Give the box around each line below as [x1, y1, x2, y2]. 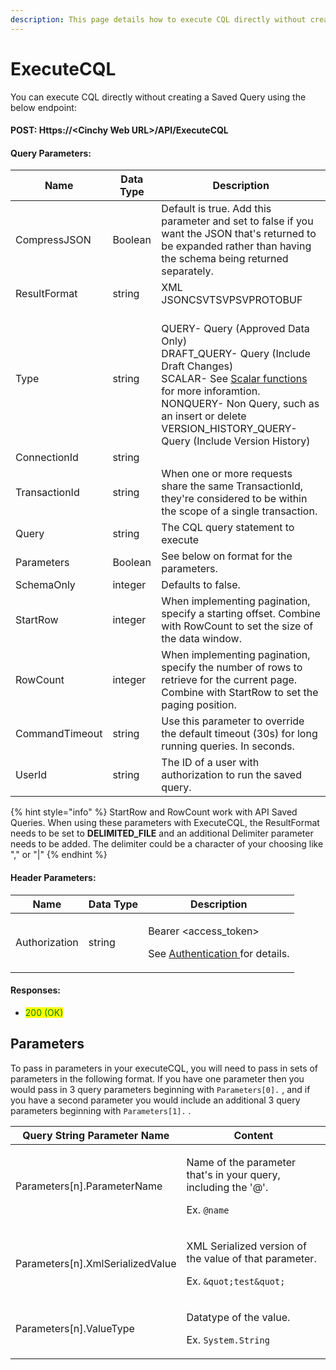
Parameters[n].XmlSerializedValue [15, 1256, 177, 1270]
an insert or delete [161, 409, 247, 423]
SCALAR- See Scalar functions [161, 372, 308, 386]
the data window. [161, 632, 242, 646]
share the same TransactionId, [161, 479, 304, 493]
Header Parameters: [10, 871, 97, 883]
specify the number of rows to [161, 661, 303, 675]
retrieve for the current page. [161, 673, 298, 687]
